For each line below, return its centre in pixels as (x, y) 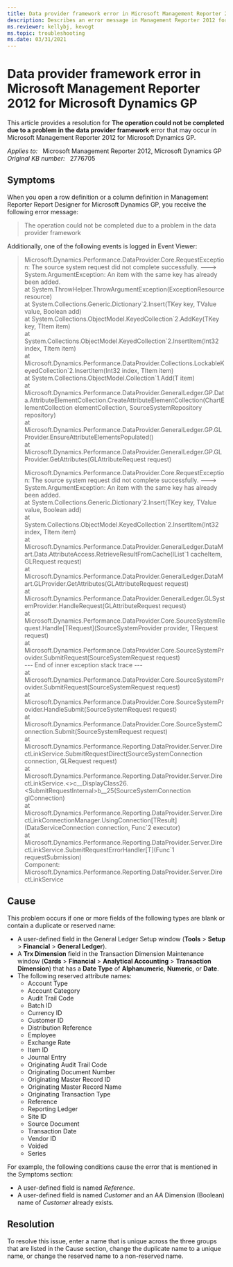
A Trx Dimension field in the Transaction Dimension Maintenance (111, 953)
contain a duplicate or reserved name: (62, 925)
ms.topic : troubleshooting (46, 33)
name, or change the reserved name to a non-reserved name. (95, 1256)
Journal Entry (47, 1057)
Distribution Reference (60, 1028)
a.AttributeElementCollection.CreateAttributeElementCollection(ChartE (124, 400)
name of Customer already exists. (66, 1202)
